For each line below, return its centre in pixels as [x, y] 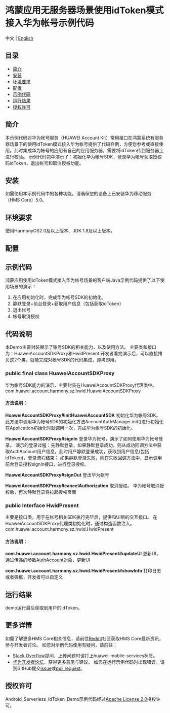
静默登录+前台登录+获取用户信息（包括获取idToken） [68, 304]
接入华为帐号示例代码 [50, 23]
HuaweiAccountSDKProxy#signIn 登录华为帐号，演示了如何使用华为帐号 [82, 438]
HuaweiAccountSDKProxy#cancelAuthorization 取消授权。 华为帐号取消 [82, 486]
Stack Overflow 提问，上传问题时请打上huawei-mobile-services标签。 [85, 656]
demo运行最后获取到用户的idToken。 [44, 608]
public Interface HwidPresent [42, 505]
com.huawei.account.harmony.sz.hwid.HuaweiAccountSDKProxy [73, 391]
